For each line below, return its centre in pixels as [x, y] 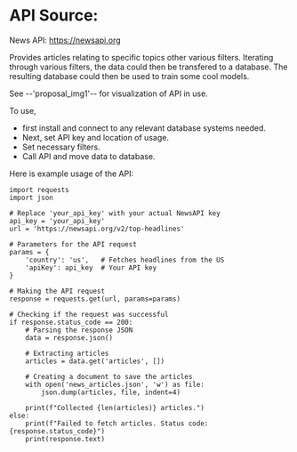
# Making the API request [57, 291]
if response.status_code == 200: [71, 322]
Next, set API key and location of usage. [95, 137]
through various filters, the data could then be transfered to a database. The [148, 67]
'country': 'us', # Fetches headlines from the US [125, 260]
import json [31, 198]
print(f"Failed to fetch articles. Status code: [117, 424]
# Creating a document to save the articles [109, 376]
